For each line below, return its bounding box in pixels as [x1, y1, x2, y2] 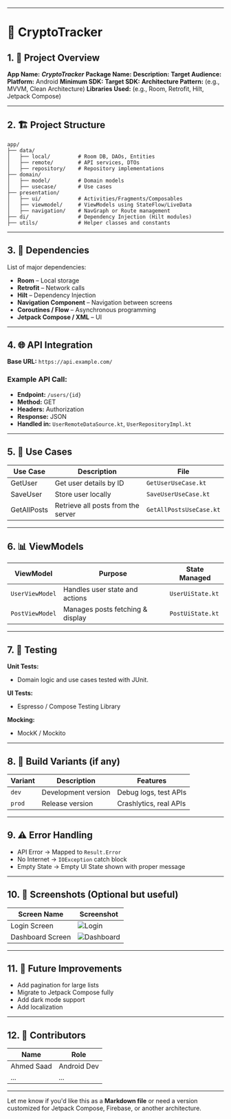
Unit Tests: [7, 662, 39, 670]
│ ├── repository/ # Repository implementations [7, 165, 165, 172]
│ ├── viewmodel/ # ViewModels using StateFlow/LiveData [7, 201, 192, 208]
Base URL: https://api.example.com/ [7, 358, 113, 366]
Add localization [16, 1003, 63, 1012]
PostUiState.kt [169, 610, 219, 617]
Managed [179, 573, 211, 583]
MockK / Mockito [16, 729, 66, 737]
